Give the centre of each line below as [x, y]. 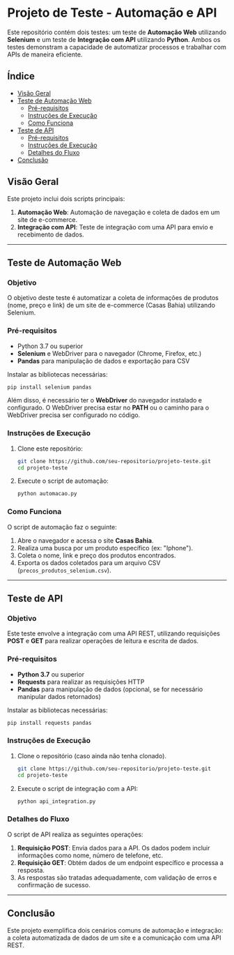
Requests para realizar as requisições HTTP [81, 682]
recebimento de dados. [51, 234]
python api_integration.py [56, 801]
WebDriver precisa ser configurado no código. [74, 415]
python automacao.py [47, 494]
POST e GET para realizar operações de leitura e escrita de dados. [103, 641]
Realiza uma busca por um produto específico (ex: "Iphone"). [105, 548]
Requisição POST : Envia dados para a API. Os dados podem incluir [114, 848]
